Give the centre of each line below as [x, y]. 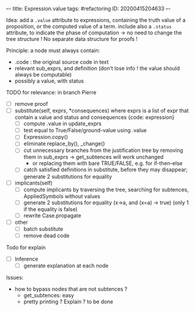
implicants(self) [34, 183]
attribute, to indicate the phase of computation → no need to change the [94, 33]
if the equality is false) [51, 209]
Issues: [15, 278]
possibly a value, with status [49, 81]
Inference [26, 259]
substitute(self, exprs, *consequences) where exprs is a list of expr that [102, 111]
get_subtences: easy [49, 296]
